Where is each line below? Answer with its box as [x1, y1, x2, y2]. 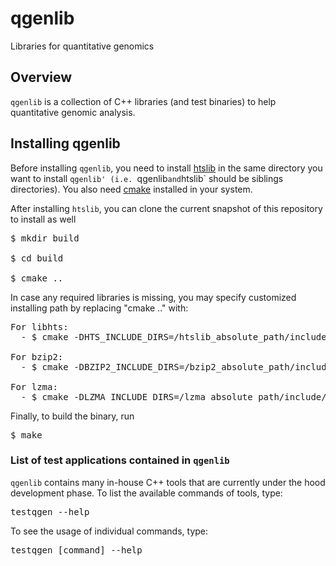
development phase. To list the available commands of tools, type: [10, 487, 283, 499]
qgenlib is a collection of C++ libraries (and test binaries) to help [10, 95, 277, 107]
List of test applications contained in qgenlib [10, 453, 230, 467]
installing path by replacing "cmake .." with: [10, 302, 189, 314]
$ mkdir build [10, 232, 80, 244]
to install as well [10, 213, 77, 225]
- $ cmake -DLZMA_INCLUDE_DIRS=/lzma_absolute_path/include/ [20, 391, 327, 402]
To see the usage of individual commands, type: [10, 525, 209, 537]
